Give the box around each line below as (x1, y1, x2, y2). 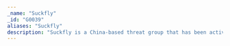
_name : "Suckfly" (7, 9, 57, 17)
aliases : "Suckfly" (7, 22, 63, 29)
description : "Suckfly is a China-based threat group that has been (7, 28, 207, 36)
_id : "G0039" (7, 16, 44, 23)
